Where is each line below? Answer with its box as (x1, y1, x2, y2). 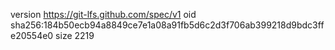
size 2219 (55, 30, 95, 41)
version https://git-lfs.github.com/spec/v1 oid (10, 9, 197, 20)
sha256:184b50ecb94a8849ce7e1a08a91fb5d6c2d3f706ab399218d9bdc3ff (10, 19, 325, 31)
